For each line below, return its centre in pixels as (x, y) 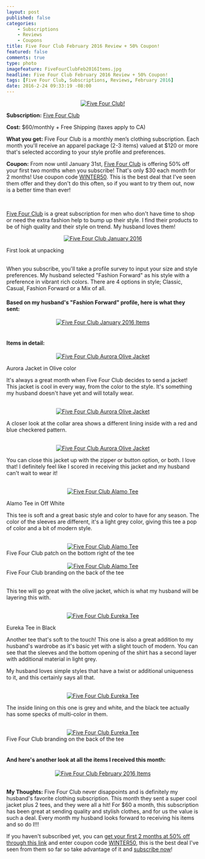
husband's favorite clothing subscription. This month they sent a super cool (102, 798)
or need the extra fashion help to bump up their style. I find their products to (102, 220)
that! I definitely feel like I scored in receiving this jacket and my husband (98, 467)
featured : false (27, 52)
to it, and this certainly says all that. (51, 678)
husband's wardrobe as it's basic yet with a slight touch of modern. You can (102, 646)
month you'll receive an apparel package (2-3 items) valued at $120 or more (102, 145)
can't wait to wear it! (32, 473)
